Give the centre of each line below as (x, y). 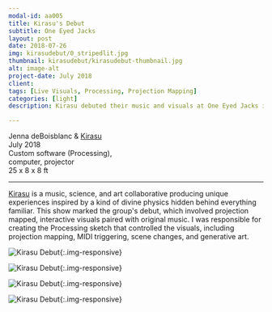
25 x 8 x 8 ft (28, 171)
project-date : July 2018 (50, 76)
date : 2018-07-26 (38, 46)
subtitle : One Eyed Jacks (52, 31)
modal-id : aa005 (36, 16)
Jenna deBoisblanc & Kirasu (55, 136)
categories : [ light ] (43, 99)
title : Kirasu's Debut (47, 23)
